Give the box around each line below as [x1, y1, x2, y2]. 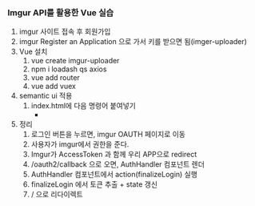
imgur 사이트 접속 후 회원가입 [18, 26, 111, 37]
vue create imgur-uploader [30, 56, 120, 66]
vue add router [30, 73, 81, 83]
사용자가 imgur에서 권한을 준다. [30, 139, 129, 149]
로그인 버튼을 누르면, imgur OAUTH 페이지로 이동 [30, 130, 185, 139]
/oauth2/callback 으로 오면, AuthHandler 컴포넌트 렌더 [30, 160, 205, 169]
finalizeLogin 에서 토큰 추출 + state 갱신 [30, 180, 157, 189]
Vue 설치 [18, 46, 48, 57]
